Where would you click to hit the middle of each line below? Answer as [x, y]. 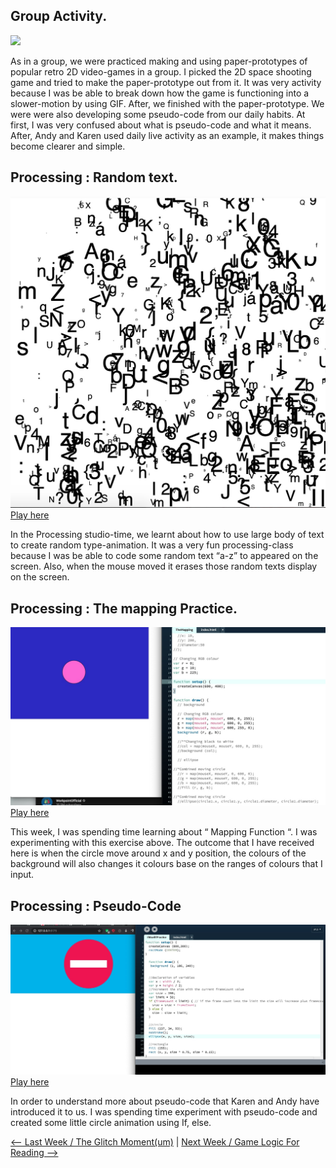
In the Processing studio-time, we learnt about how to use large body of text [167, 535]
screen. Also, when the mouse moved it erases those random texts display [164, 566]
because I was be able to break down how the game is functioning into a [160, 93]
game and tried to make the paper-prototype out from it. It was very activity [166, 82]
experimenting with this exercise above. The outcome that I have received [162, 843]
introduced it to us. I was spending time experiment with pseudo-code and [164, 1111]
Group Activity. [59, 16]
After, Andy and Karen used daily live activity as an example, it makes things [167, 135]
